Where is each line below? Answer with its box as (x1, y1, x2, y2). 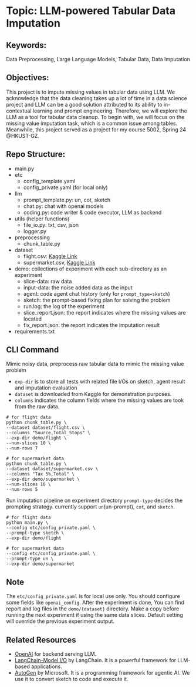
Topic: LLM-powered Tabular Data (6, 4, 176, 18)
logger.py (23, 227, 47, 234)
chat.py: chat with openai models (23, 202, 104, 210)
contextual (6, 107, 32, 114)
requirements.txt (14, 328, 55, 335)
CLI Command (6, 345, 59, 355)
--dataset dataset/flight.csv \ (6, 425, 85, 431)
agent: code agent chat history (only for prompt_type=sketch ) (23, 290, 170, 297)
